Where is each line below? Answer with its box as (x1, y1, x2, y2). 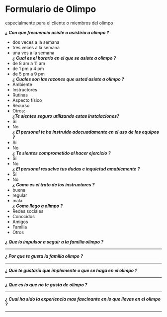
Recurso (12, 102, 30, 108)
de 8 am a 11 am (12, 60, 46, 66)
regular (12, 192, 27, 198)
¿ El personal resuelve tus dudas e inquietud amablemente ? (12, 165, 140, 172)
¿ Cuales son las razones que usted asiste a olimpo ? (12, 76, 124, 82)
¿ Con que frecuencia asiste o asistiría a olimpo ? (5, 29, 109, 35)
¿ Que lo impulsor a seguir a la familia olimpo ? (5, 238, 104, 244)
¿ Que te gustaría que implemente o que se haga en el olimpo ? (5, 267, 138, 273)
